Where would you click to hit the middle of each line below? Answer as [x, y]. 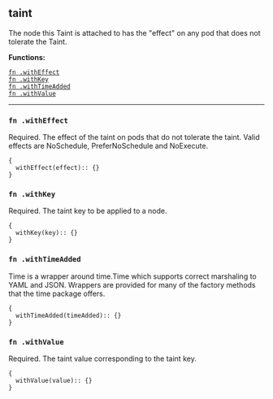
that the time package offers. [57, 293]
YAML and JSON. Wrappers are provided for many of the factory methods [132, 284]
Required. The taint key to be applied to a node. [88, 211]
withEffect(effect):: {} [58, 168]
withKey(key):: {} [47, 233]
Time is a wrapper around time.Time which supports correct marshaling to [133, 276]
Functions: [27, 57]
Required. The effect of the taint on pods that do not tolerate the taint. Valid [134, 137]
